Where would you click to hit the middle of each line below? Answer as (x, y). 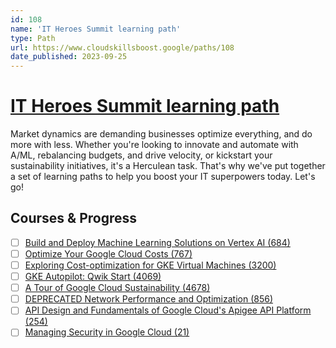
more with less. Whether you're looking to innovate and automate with (154, 145)
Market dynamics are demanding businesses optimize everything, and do (161, 134)
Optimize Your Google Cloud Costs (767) (108, 253)
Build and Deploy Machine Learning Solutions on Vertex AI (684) (157, 242)
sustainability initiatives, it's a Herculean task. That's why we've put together (168, 166)
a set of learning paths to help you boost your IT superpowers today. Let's (163, 177)
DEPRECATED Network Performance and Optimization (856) (149, 299)
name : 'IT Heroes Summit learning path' (96, 29)
